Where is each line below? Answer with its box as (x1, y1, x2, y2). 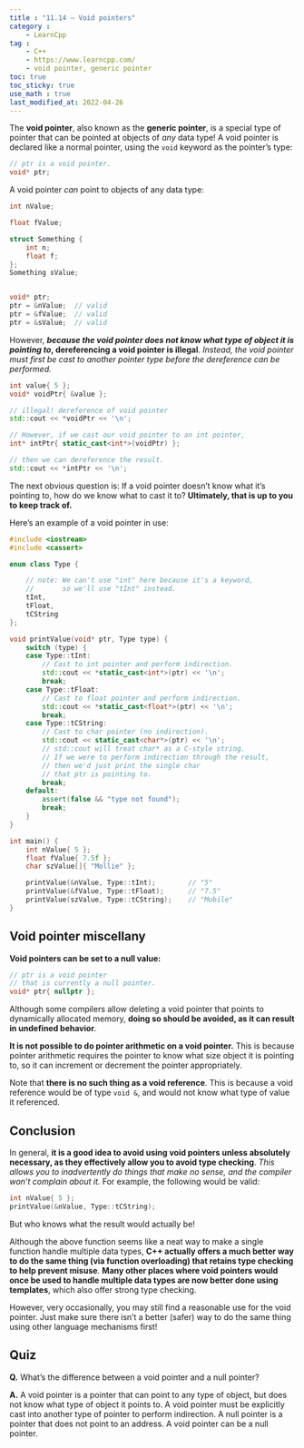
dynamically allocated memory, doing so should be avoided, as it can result (9, 1013, 295, 1024)
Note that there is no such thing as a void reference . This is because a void (9, 1078, 293, 1088)
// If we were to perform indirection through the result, (42, 753, 270, 762)
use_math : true (9, 89, 71, 98)
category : (9, 22, 51, 31)
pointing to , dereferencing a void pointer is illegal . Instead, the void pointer (9, 344, 294, 355)
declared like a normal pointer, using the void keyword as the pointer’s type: (9, 142, 293, 153)
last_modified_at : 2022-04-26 (9, 97, 124, 107)
